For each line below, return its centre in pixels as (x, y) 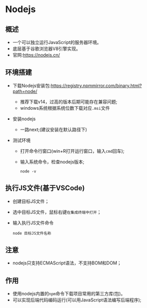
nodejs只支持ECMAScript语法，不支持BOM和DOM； (67, 263)
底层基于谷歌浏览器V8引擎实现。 (46, 49)
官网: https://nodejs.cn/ (36, 55)
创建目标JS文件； (31, 201)
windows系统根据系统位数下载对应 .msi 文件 (65, 108)
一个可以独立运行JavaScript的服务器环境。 (57, 42)
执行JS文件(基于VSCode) (45, 188)
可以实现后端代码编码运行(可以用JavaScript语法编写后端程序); (77, 300)
